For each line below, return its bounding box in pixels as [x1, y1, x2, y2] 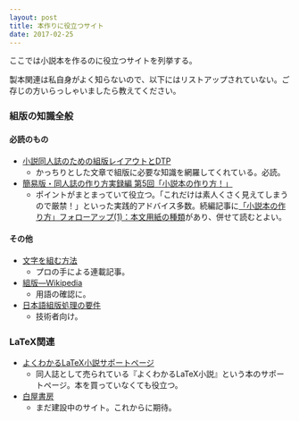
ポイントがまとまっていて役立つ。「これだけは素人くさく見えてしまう [35, 189, 288, 199]
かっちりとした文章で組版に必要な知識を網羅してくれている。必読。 [35, 166, 286, 177]
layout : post [9, 13, 58, 22]
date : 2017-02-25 [9, 29, 74, 38]
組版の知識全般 [9, 110, 74, 122]
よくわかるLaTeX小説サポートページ [21, 358, 154, 367]
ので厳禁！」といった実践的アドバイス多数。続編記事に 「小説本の [35, 200, 278, 211]
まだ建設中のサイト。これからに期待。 [35, 402, 177, 412]
